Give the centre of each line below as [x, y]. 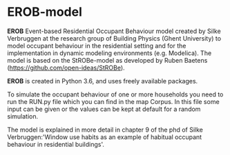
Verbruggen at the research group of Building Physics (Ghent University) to [114, 38]
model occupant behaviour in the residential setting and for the [97, 45]
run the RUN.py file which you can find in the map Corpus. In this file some [113, 101]
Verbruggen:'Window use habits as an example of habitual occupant [105, 137]
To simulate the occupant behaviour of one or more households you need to [115, 94]
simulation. [23, 116]
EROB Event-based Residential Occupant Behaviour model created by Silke [114, 31]
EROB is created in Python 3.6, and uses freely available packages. [103, 81]
